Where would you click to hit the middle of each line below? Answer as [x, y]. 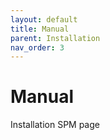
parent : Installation [55, 38]
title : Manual [40, 29]
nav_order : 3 [37, 47]
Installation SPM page [55, 125]
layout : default [44, 19]
